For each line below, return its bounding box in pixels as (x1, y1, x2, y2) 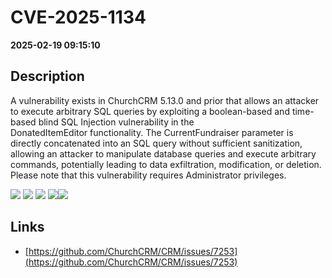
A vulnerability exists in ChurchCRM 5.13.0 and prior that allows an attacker (10, 94, 320, 106)
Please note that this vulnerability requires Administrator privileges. (10, 169, 287, 181)
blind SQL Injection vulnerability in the (38, 116, 195, 128)
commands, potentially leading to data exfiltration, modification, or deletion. (10, 158, 322, 170)
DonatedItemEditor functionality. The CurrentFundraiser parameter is (10, 126, 294, 138)
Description (10, 68, 85, 85)
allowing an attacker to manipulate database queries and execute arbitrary (10, 147, 317, 160)
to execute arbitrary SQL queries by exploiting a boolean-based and (10, 105, 290, 117)
